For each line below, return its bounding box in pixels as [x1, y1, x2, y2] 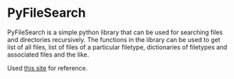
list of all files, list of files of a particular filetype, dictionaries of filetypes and [7, 43, 228, 51]
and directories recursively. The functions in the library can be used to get [7, 35, 221, 43]
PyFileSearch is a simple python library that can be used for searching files [7, 28, 224, 36]
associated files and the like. [7, 50, 89, 59]
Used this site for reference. [7, 64, 88, 72]
